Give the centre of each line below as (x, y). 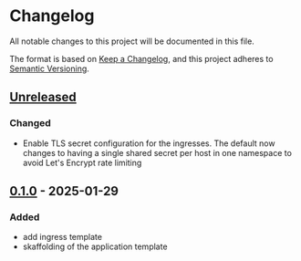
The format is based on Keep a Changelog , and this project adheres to (141, 58)
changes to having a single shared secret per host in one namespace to (157, 152)
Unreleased (43, 97)
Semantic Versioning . (49, 68)
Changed (31, 123)
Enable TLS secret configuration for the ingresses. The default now (149, 143)
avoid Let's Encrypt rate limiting (82, 162)
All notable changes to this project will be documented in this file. (132, 41)
